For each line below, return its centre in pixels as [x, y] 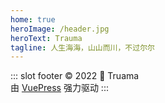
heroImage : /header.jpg [60, 29]
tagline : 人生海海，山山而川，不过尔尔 [82, 47]
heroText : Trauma [46, 38]
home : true [33, 19]
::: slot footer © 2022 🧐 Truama [75, 76]
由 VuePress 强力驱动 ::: [59, 88]
